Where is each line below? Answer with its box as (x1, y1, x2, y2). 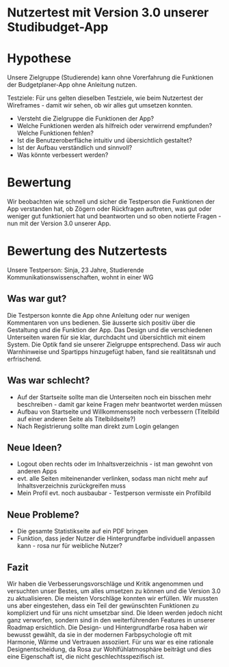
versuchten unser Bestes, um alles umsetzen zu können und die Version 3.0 (7, 587, 221, 595)
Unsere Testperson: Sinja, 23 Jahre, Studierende (7, 266, 144, 274)
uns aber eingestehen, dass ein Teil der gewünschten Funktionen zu (7, 601, 200, 610)
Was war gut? (7, 293, 67, 305)
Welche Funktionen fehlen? (16, 129, 94, 138)
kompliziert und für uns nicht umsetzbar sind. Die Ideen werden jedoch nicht (7, 609, 223, 617)
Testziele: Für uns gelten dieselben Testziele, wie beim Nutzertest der (7, 94, 204, 102)
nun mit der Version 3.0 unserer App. (7, 219, 111, 227)
